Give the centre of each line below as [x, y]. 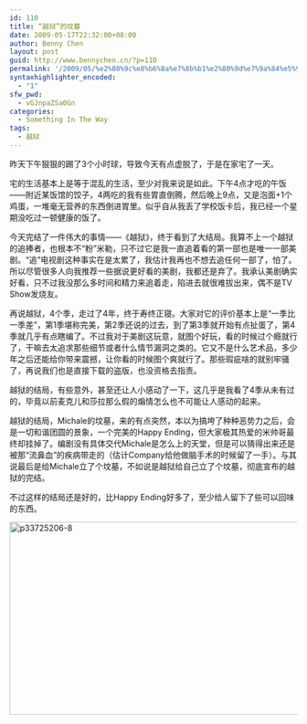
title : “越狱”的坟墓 [45, 26]
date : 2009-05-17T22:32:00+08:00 [73, 35]
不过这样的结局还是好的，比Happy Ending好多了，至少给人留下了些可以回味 [152, 497]
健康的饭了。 [81, 217]
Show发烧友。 [36, 294]
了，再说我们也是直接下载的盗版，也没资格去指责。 [106, 370]
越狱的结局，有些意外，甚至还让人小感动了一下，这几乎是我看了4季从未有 [148, 390]
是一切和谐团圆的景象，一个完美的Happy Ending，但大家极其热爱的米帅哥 [148, 432]
